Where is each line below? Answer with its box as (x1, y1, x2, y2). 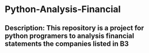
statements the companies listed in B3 (5, 39, 129, 48)
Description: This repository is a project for (5, 24, 144, 32)
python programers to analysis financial (5, 31, 134, 40)
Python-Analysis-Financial (5, 4, 121, 15)
